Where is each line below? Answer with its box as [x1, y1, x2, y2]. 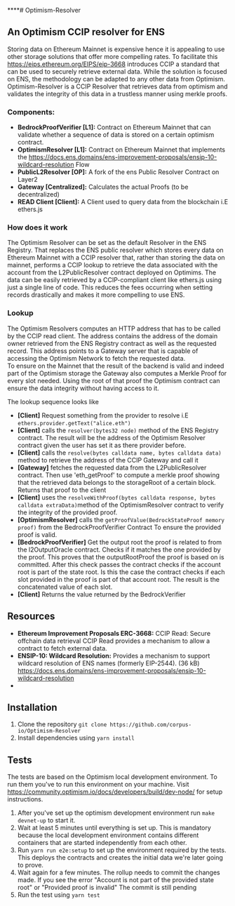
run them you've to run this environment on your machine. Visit [7, 780, 189, 789]
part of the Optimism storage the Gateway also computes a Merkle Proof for [7, 368, 227, 378]
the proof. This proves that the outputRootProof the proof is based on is [17, 552, 224, 561]
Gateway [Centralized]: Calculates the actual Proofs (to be [17, 182, 189, 192]
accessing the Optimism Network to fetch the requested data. [7, 354, 186, 362]
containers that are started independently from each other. [17, 839, 187, 847]
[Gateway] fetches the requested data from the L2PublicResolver [17, 463, 207, 472]
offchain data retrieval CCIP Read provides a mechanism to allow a [17, 637, 210, 645]
